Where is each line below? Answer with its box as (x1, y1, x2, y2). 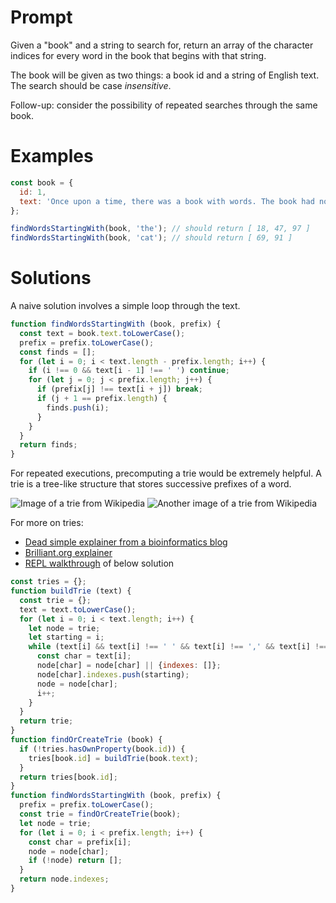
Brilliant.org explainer (24, 547, 113, 559)
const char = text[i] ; (36, 651, 132, 661)
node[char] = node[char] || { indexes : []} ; (36, 661, 222, 671)
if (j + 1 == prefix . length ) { (36, 394, 168, 404)
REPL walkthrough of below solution (24, 557, 175, 570)
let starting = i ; (28, 632, 105, 643)
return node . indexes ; (19, 874, 110, 885)
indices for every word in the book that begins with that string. (10, 49, 267, 61)
